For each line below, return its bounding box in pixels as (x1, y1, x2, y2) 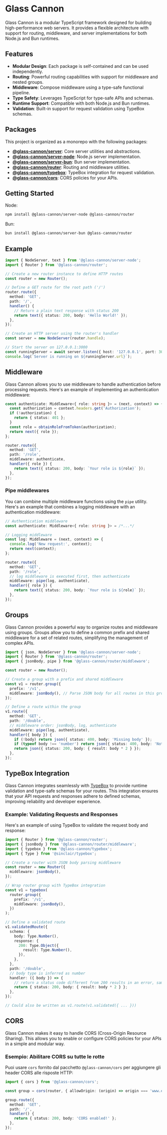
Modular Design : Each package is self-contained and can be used (12, 63, 149, 69)
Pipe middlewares (5, 487, 50, 494)
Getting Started (5, 189, 54, 198)
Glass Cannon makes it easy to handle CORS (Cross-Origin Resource (5, 1030, 147, 1036)
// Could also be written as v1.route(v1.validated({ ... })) (5, 1003, 137, 1008)
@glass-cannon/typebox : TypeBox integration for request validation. (12, 169, 156, 175)
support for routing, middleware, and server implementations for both (5, 30, 148, 36)
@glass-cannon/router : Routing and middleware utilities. (12, 164, 130, 170)
